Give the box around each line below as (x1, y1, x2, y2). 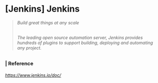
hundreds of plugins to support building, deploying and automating (17, 40, 153, 46)
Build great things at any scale (17, 19, 79, 25)
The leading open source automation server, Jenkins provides (17, 35, 143, 41)
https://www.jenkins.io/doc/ (5, 72, 61, 78)
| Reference (5, 60, 33, 66)
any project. (17, 45, 42, 51)
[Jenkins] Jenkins (5, 3, 80, 15)
